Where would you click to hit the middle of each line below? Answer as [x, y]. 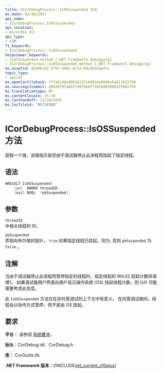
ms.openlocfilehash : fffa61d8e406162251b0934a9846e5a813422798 [71, 82]
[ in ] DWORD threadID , [37, 188]
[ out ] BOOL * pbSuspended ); [42, 193]
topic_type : [17, 73]
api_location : [19, 28]
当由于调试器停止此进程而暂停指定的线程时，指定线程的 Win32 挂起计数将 [79, 276]
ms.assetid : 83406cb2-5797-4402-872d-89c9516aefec [57, 69]
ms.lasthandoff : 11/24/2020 [34, 100]
